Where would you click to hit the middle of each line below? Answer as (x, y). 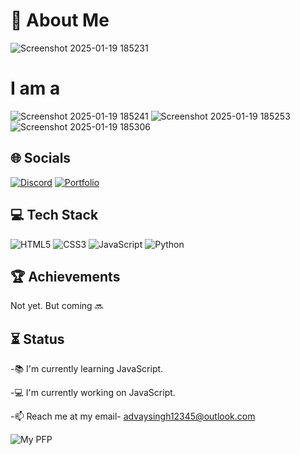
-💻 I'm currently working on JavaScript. (93, 393)
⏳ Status (37, 339)
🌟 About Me (60, 20)
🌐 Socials (41, 158)
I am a (35, 88)
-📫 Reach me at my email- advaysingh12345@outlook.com (133, 416)
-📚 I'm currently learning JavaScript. (87, 369)
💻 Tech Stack (54, 215)
